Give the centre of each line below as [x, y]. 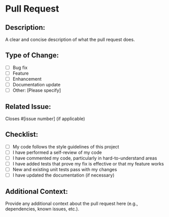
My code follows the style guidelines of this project [66, 146]
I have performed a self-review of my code [57, 152]
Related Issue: [28, 106]
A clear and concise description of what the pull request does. [70, 39]
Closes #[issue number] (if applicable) [45, 119]
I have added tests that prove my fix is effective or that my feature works [88, 164]
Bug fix [20, 67]
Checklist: [22, 134]
